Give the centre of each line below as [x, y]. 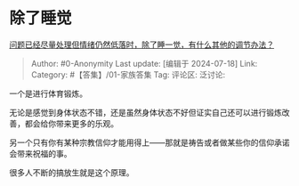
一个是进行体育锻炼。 [48, 93]
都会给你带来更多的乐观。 [71, 123]
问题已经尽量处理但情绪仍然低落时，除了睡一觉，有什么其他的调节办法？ [141, 44]
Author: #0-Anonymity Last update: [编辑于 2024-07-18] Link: [144, 63]
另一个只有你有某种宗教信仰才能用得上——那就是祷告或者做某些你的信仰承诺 [149, 142]
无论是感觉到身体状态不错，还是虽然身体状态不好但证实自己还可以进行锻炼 [145, 112]
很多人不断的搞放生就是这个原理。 [72, 172]
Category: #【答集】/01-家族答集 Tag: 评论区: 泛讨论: [128, 74]
